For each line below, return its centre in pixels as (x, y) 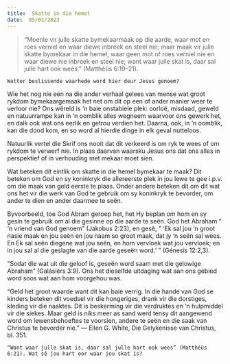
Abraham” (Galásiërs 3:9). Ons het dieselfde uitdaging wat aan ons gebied (112, 271)
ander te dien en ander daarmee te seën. (65, 200)
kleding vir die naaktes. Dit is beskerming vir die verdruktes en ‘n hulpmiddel (115, 306)
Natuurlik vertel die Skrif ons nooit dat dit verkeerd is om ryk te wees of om (113, 143)
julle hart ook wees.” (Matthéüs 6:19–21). (81, 69)
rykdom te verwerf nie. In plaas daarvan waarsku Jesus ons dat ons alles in (114, 151)
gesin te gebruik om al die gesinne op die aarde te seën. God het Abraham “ (114, 221)
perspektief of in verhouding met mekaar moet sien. (81, 158)
